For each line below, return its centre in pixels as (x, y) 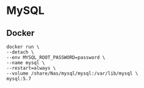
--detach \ (20, 52)
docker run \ (23, 47)
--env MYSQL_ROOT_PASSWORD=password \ (56, 58)
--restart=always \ (31, 68)
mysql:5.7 (19, 79)
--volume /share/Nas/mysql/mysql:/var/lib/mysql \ (72, 73)
